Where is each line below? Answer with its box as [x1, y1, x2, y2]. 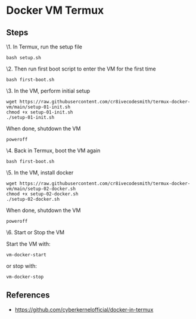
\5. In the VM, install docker [6, 169, 74, 176]
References [6, 290, 50, 300]
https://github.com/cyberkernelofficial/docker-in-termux [14, 306, 154, 313]
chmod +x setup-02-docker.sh [6, 191, 79, 197]
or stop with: [6, 262, 38, 269]
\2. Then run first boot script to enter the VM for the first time [6, 65, 156, 72]
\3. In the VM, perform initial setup [6, 87, 91, 94]
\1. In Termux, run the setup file [6, 43, 82, 50]
